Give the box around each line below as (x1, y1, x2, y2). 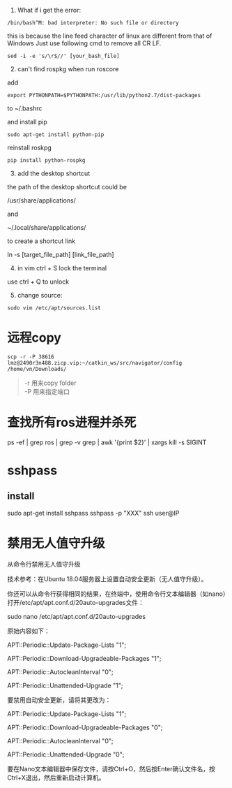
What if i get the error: (17, 6, 82, 14)
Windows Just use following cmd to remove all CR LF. (7, 39, 162, 48)
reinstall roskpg (7, 143, 52, 152)
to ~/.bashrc (7, 104, 42, 112)
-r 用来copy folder (24, 379, 77, 387)
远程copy (7, 330, 61, 346)
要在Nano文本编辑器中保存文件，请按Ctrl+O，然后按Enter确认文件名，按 (7, 764, 216, 773)
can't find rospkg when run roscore (17, 65, 119, 73)
